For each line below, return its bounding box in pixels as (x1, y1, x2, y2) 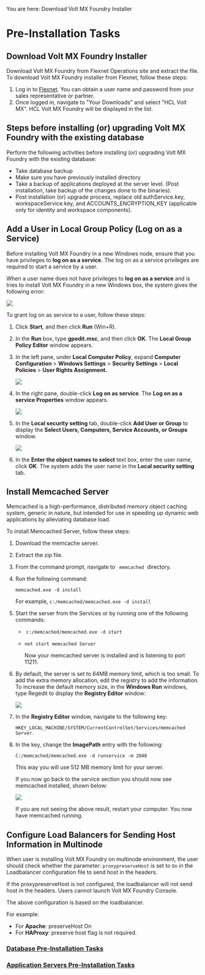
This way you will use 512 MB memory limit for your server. (15, 764, 164, 771)
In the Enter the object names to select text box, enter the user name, (15, 456, 193, 463)
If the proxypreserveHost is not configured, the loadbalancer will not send (6, 881, 193, 888)
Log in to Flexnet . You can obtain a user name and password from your (15, 86, 195, 93)
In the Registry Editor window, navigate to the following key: (15, 713, 168, 721)
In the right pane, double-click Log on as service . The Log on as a (15, 389, 182, 397)
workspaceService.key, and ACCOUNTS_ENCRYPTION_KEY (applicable (15, 199, 197, 207)
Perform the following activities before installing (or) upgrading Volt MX (6, 148, 186, 156)
